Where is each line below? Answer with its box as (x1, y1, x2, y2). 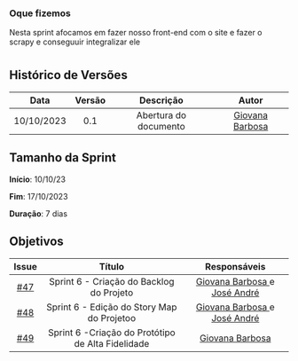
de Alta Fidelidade (74, 337, 150, 349)
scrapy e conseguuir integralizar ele (9, 36, 140, 47)
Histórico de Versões (9, 67, 129, 82)
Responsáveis (205, 260, 266, 272)
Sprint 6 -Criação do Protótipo (47, 326, 176, 339)
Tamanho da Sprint (9, 150, 117, 166)
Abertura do (136, 109, 187, 122)
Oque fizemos (9, 7, 71, 20)
